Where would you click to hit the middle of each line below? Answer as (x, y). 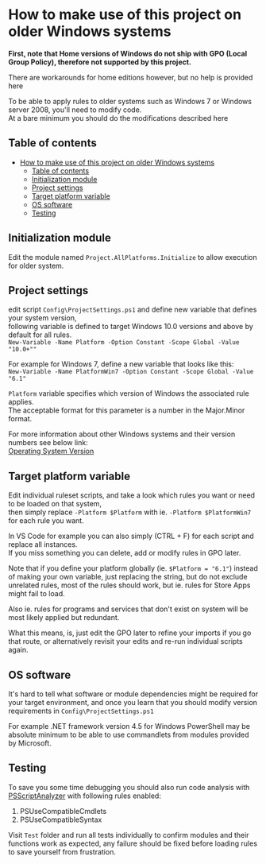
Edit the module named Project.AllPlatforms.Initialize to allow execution (133, 257)
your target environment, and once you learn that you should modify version (133, 702)
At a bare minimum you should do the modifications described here (118, 118)
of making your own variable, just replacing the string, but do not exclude (128, 577)
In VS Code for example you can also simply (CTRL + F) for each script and (131, 536)
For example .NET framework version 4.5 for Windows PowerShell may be (129, 726)
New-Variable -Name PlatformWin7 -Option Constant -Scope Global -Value (131, 372)
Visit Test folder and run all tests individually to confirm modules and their (129, 835)
